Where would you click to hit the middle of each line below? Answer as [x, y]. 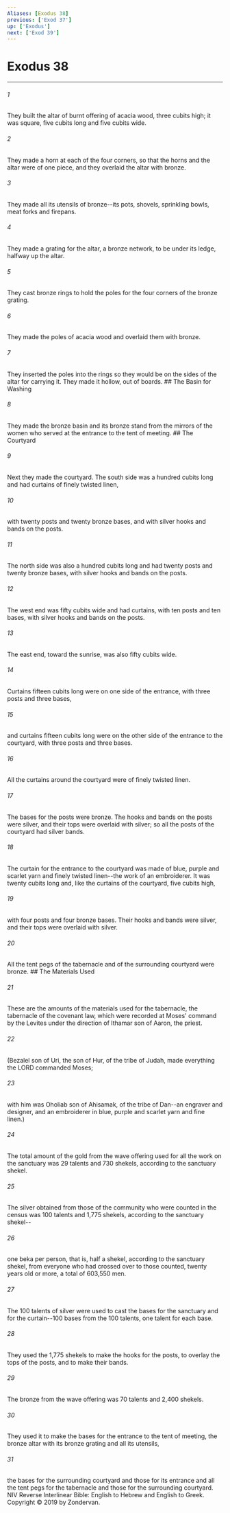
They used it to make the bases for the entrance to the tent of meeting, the [112, 1436]
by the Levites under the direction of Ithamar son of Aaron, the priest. [105, 1023]
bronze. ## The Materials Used [51, 971]
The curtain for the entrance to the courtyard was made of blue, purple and [113, 868]
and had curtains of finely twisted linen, [63, 485]
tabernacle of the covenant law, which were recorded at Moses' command [112, 1016]
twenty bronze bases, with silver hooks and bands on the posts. [97, 573]
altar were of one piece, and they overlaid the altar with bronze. [97, 167]
